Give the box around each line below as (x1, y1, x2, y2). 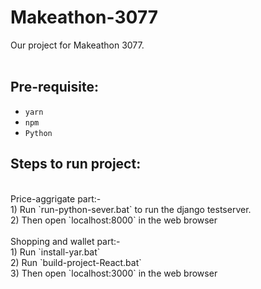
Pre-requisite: (10, 79, 99, 96)
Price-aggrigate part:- (10, 192, 102, 205)
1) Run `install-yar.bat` (10, 246, 101, 258)
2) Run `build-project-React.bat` (10, 256, 142, 268)
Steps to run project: (10, 156, 142, 173)
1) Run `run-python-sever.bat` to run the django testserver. (10, 203, 252, 215)
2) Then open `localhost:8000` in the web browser (10, 214, 218, 226)
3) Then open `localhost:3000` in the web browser (10, 267, 218, 279)
